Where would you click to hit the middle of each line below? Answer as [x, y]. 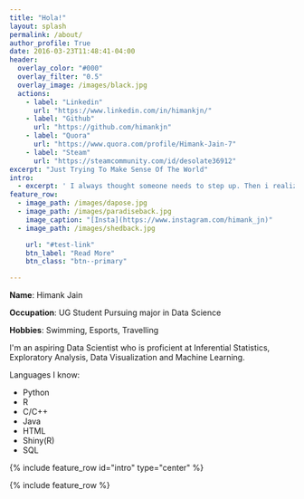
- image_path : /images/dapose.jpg [82, 203]
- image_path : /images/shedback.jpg [86, 228]
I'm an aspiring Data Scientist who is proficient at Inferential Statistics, [140, 348]
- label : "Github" [60, 119]
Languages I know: [45, 375]
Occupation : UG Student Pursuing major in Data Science [115, 312]
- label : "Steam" [58, 152]
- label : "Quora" [58, 136]
